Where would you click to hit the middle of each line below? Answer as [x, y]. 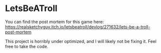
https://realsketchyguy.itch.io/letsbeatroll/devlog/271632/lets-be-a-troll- [78, 26]
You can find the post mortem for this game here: [54, 22]
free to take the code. [27, 46]
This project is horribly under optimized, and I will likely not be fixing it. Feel [81, 41]
